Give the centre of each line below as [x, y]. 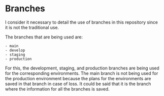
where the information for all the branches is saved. [57, 89]
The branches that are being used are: [44, 37]
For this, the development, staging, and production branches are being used [82, 68]
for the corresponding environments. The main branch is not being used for [82, 73]
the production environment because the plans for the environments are [78, 78]
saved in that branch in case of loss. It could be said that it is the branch [78, 84]
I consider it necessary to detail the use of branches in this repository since [82, 22]
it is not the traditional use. [32, 27]
